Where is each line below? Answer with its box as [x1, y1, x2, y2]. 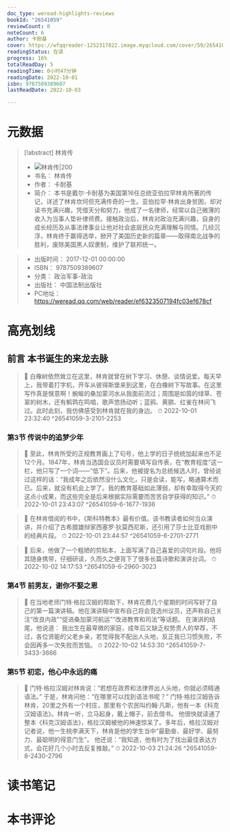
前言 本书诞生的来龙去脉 [7, 352, 108, 364]
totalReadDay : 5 [7, 61, 53, 68]
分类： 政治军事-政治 [34, 272, 93, 280]
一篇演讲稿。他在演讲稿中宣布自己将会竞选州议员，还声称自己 [42, 606, 216, 615]
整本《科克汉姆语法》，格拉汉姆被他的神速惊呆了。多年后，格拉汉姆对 [23, 718, 219, 726]
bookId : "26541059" [7, 16, 63, 23]
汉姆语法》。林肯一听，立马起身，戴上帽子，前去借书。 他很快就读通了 [23, 709, 221, 718]
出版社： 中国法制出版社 [34, 281, 103, 289]
